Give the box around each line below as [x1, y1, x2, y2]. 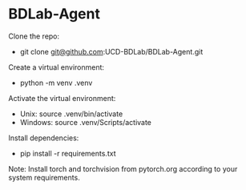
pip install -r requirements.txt [19, 148, 116, 158]
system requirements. [8, 172, 80, 182]
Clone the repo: [8, 31, 60, 41]
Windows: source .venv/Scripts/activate [19, 117, 152, 127]
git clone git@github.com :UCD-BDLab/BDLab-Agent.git [19, 46, 204, 56]
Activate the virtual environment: [8, 93, 116, 103]
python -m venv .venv [19, 78, 93, 87]
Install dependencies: [8, 133, 79, 143]
